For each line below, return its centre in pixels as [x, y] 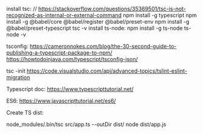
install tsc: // [22, 9]
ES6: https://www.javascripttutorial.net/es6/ [61, 101]
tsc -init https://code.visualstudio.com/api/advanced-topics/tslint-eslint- [97, 71]
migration [18, 77]
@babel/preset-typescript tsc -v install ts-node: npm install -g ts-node [95, 28]
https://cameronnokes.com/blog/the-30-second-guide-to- [103, 46]
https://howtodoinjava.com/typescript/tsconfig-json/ [72, 59]
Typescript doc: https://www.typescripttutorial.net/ [70, 89]
